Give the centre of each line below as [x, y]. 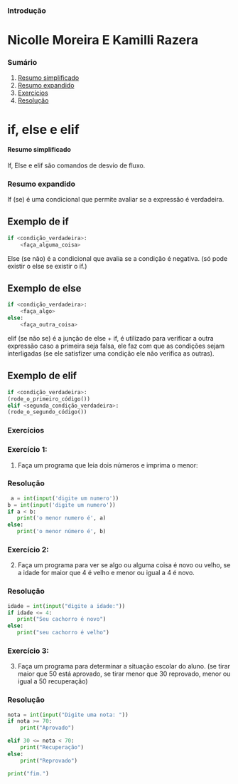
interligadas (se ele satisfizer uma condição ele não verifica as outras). [111, 353]
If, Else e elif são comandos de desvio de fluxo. [76, 165]
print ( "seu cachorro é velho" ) [63, 633]
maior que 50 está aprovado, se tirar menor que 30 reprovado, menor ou [124, 674]
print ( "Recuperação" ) [52, 748]
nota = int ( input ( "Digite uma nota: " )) [68, 715]
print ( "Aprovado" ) [47, 728]
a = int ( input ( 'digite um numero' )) [65, 498]
